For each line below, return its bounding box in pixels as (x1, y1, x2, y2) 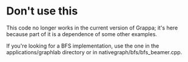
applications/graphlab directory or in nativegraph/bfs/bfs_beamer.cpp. (6, 48, 183, 55)
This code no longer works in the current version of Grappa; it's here (6, 24, 178, 31)
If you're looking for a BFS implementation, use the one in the (6, 42, 159, 49)
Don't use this (6, 4, 78, 18)
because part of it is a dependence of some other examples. (6, 30, 158, 37)
